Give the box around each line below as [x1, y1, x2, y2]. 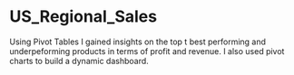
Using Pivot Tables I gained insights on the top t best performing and [9, 36, 266, 47]
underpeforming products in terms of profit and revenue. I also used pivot [9, 45, 285, 56]
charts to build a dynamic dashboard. [9, 55, 150, 66]
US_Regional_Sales [9, 6, 157, 27]
